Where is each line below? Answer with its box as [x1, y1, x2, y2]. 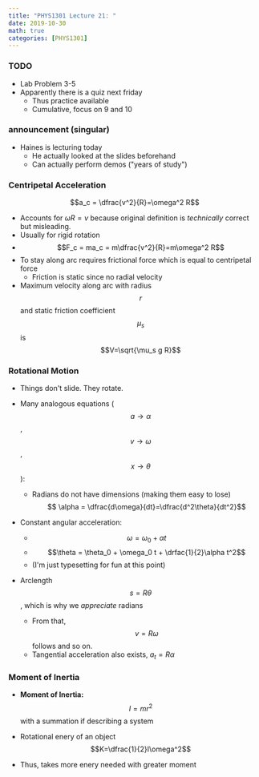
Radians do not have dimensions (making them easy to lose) [31, 489, 231, 499]
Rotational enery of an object [19, 731, 116, 741]
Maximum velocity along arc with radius [19, 281, 152, 291]
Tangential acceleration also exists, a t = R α [31, 650, 175, 661]
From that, [31, 616, 67, 626]
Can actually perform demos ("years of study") [31, 159, 188, 169]
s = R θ [129, 588, 152, 598]
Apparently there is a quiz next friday [19, 87, 143, 97]
